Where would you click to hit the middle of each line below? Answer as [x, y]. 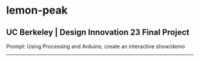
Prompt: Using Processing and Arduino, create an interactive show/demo [96, 46]
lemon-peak [37, 10]
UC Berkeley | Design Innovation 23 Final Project [98, 32]
